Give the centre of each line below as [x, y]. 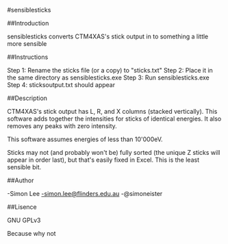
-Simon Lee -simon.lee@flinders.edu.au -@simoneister [85, 194]
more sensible [27, 44]
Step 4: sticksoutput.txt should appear [61, 85]
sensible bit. [24, 167]
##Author [21, 180]
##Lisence [22, 207]
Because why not [31, 233]
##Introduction [28, 23]
